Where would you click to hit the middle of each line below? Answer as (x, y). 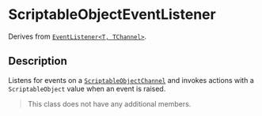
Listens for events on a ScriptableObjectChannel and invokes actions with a (131, 80)
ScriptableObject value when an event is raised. (87, 88)
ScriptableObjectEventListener (112, 15)
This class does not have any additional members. (109, 103)
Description (38, 61)
